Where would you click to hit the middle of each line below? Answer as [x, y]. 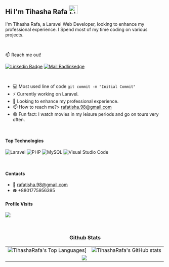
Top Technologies [25, 141]
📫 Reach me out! [23, 55]
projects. [14, 35]
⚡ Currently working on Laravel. [46, 94]
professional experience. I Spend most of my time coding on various [76, 29]
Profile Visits [19, 204]
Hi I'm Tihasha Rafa [36, 12]
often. [19, 119]
